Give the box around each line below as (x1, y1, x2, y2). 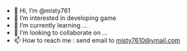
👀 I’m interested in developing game (13, 14, 116, 22)
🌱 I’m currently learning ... (13, 21, 88, 29)
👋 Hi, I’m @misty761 (13, 7, 71, 14)
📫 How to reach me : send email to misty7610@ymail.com (13, 37, 181, 44)
